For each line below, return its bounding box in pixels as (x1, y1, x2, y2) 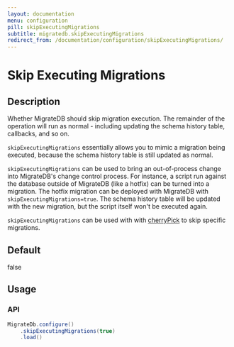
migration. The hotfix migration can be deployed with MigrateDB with (7, 187, 209, 196)
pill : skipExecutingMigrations (7, 23, 100, 31)
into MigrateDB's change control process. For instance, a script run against (7, 172, 227, 181)
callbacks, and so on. (7, 129, 69, 138)
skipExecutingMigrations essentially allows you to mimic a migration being (7, 143, 225, 152)
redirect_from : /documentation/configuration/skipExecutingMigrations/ (7, 37, 223, 44)
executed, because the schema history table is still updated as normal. (7, 150, 213, 160)
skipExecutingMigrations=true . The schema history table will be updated (7, 194, 221, 203)
